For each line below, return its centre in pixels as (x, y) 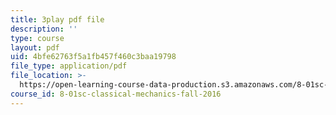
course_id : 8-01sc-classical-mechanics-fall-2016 (116, 94)
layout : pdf (35, 47)
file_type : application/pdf (69, 66)
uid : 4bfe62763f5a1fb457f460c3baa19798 (93, 57)
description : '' (44, 29)
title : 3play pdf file (57, 19)
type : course (37, 38)
